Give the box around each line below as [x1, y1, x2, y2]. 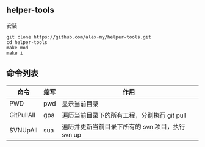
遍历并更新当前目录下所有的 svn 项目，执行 [62, 122, 185, 131]
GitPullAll [9, 110, 35, 119]
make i [6, 50, 23, 56]
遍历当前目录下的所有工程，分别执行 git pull [62, 111, 187, 120]
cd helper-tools [6, 39, 48, 45]
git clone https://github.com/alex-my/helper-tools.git [6, 34, 151, 40]
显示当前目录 [62, 99, 99, 108]
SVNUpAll [9, 126, 38, 134]
